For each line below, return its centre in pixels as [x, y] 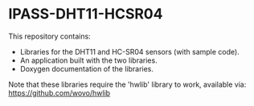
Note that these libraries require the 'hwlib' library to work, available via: [127, 84]
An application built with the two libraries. [89, 60]
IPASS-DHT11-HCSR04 [86, 14]
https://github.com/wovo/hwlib [59, 92]
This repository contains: [49, 36]
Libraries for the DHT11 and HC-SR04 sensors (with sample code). [129, 51]
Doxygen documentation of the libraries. [87, 68]
